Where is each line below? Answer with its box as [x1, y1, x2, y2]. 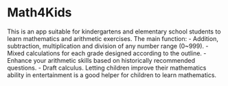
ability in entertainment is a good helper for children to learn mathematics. [7, 70, 217, 79]
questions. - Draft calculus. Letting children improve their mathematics [7, 63, 207, 72]
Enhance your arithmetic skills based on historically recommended [7, 56, 196, 64]
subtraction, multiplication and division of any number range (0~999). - [7, 42, 209, 50]
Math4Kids [7, 5, 72, 20]
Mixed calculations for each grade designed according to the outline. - [7, 49, 207, 57]
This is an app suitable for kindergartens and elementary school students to [7, 27, 221, 35]
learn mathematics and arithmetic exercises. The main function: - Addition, [7, 34, 218, 42]
